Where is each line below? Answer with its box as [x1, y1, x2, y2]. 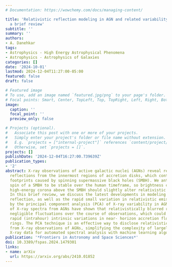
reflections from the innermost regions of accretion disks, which [10, 173, 157, 178]
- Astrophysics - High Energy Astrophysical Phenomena [5, 50, 125, 55]
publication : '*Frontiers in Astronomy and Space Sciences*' [5, 235, 139, 240]
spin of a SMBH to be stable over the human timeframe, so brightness [10, 183, 164, 188]
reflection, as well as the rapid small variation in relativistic [10, 197, 157, 202]
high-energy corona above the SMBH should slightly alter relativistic [10, 187, 166, 192]
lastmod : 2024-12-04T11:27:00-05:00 [5, 69, 83, 74]
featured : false [5, 74, 40, 79]
